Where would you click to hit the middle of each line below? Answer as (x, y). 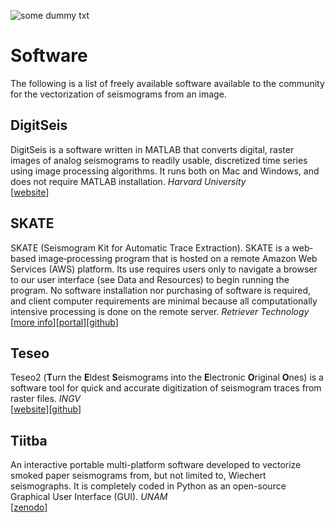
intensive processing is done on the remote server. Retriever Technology (160, 311)
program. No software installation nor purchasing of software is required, (161, 290)
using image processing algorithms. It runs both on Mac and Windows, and (165, 171)
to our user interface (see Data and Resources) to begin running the (150, 279)
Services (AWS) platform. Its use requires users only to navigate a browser (164, 269)
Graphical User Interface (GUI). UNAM (89, 497)
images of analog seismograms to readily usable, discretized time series (159, 160)
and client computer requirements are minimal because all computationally (164, 301)
